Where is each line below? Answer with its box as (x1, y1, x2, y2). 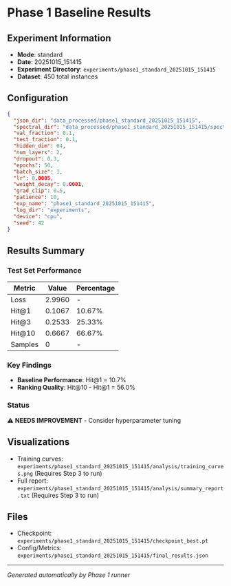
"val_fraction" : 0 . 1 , (13, 129, 76, 137)
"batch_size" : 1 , (13, 168, 63, 175)
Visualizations (7, 436, 70, 448)
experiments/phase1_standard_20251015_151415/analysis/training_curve (16, 463, 224, 470)
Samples (10, 339, 39, 349)
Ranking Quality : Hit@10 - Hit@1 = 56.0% (16, 384, 135, 392)
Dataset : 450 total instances (16, 72, 98, 81)
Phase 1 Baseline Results (7, 5, 151, 21)
